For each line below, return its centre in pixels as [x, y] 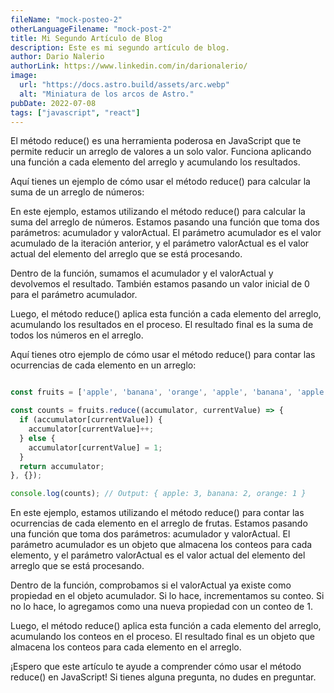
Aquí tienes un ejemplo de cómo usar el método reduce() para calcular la [160, 182]
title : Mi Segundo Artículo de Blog [86, 38]
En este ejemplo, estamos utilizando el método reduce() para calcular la [158, 212]
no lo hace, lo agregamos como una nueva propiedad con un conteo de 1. [161, 607]
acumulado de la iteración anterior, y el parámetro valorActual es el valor [160, 243]
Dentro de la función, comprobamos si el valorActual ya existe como [151, 585]
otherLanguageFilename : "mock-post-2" [91, 29]
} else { [37, 438]
